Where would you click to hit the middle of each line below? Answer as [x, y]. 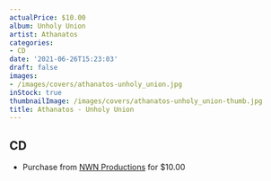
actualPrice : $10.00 [48, 17]
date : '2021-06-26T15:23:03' [64, 59]
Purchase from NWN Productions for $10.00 [104, 168]
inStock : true [36, 92]
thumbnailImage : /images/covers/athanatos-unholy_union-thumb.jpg [136, 101]
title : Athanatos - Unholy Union [72, 109]
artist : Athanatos [44, 34]
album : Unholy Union [48, 26]
